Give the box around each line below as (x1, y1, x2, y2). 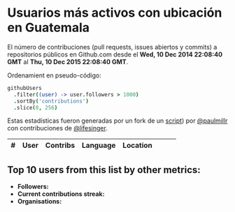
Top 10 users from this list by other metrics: (7, 164, 201, 176)
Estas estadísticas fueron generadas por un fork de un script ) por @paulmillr (7, 116, 228, 125)
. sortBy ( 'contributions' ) (13, 98, 90, 105)
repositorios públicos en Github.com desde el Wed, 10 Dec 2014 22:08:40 (7, 50, 222, 59)
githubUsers (7, 84, 42, 91)
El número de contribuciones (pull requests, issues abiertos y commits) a (7, 43, 218, 51)
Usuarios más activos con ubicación (7, 5, 222, 21)
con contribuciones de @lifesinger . (7, 124, 108, 132)
